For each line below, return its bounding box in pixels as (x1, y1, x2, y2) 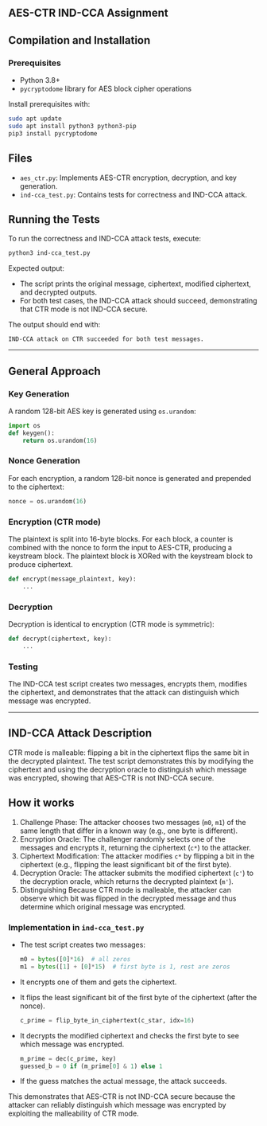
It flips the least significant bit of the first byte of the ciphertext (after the (19, 992, 257, 1002)
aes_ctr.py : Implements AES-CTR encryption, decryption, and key (19, 173, 237, 182)
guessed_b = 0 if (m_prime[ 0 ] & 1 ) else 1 (19, 1062, 163, 1070)
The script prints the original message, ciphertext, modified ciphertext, (19, 279, 252, 289)
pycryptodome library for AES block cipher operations (19, 84, 192, 94)
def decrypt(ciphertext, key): (8, 635, 112, 643)
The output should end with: (8, 320, 101, 330)
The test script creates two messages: (19, 940, 145, 949)
